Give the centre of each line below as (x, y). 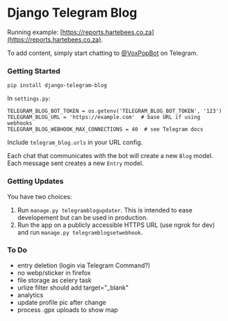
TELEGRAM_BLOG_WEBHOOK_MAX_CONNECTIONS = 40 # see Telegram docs (105, 130)
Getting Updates (35, 181)
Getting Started (34, 71)
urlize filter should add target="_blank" (73, 288)
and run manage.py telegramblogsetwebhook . (80, 232)
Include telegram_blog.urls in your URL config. (75, 142)
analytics (30, 295)
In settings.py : (29, 98)
